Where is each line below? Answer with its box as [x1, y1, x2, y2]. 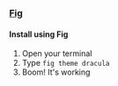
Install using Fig [9, 29, 69, 39]
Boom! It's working [21, 67, 91, 77]
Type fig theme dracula [21, 58, 110, 68]
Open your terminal [21, 48, 92, 59]
